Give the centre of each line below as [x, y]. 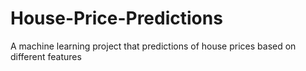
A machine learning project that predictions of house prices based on [153, 46]
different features [46, 56]
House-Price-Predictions [116, 18]
